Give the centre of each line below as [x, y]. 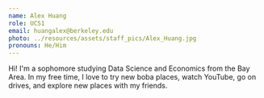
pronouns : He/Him [38, 46]
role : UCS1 [27, 23]
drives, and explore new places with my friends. [88, 86]
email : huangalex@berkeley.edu [61, 31]
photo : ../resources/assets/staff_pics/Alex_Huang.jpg [103, 38]
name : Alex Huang [38, 16]
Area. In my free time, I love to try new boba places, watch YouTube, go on [132, 77]
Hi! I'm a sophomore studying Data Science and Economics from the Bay [129, 68]
